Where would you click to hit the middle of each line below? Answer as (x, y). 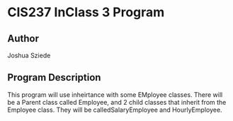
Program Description (54, 77)
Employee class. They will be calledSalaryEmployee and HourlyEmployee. (115, 110)
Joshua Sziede (29, 55)
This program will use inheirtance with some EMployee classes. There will (115, 94)
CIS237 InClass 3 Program (86, 12)
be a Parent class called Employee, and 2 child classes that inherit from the (117, 102)
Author (23, 39)
